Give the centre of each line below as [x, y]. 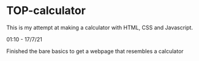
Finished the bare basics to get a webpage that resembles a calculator [95, 51]
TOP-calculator [46, 11]
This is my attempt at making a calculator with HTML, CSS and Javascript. [100, 27]
